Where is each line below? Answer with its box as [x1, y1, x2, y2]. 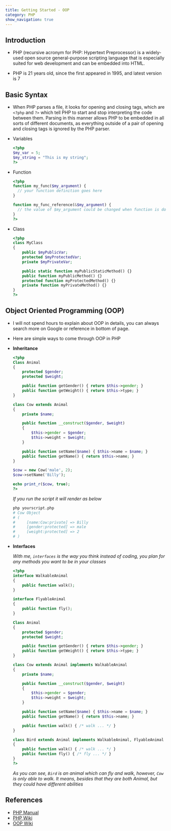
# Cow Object [12, 510, 41, 515]
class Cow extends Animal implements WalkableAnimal [12, 662, 128, 668]
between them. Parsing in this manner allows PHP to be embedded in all [12, 115, 164, 121]
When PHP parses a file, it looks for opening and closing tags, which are [12, 104, 165, 110]
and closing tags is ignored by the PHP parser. [12, 126, 111, 132]
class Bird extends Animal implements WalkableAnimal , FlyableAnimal [12, 737, 164, 742]
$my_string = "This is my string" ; [12, 155, 89, 160]
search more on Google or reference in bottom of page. [12, 325, 130, 331]
